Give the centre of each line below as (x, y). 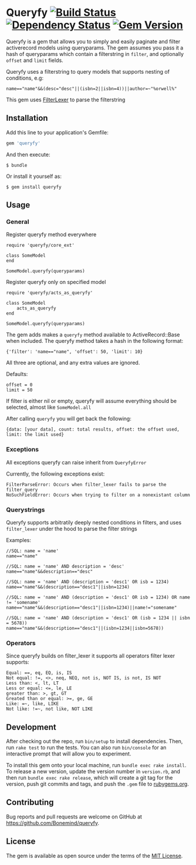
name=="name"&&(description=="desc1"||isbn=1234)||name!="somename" (92, 608)
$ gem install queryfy (34, 187)
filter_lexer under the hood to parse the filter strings (72, 529)
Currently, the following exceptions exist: (55, 474)
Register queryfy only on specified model (56, 282)
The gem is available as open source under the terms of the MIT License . (94, 856)
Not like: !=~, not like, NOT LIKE (50, 709)
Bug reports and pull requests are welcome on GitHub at (74, 817)
